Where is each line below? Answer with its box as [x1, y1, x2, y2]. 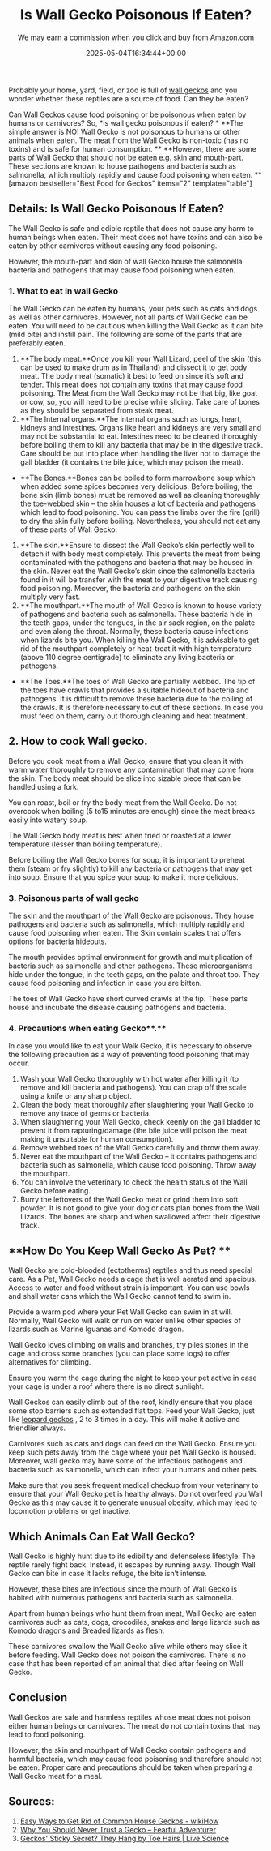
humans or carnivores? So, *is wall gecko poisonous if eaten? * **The [8, 118, 243, 127]
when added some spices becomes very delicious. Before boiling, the [19, 482, 253, 491]
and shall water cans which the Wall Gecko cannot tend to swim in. [8, 1292, 231, 1301]
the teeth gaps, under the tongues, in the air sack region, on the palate [19, 618, 256, 628]
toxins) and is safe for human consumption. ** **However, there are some [8, 144, 256, 153]
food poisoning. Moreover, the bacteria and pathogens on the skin [19, 584, 241, 593]
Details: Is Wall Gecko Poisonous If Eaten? [8, 202, 225, 216]
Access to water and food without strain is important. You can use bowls [8, 1283, 250, 1292]
